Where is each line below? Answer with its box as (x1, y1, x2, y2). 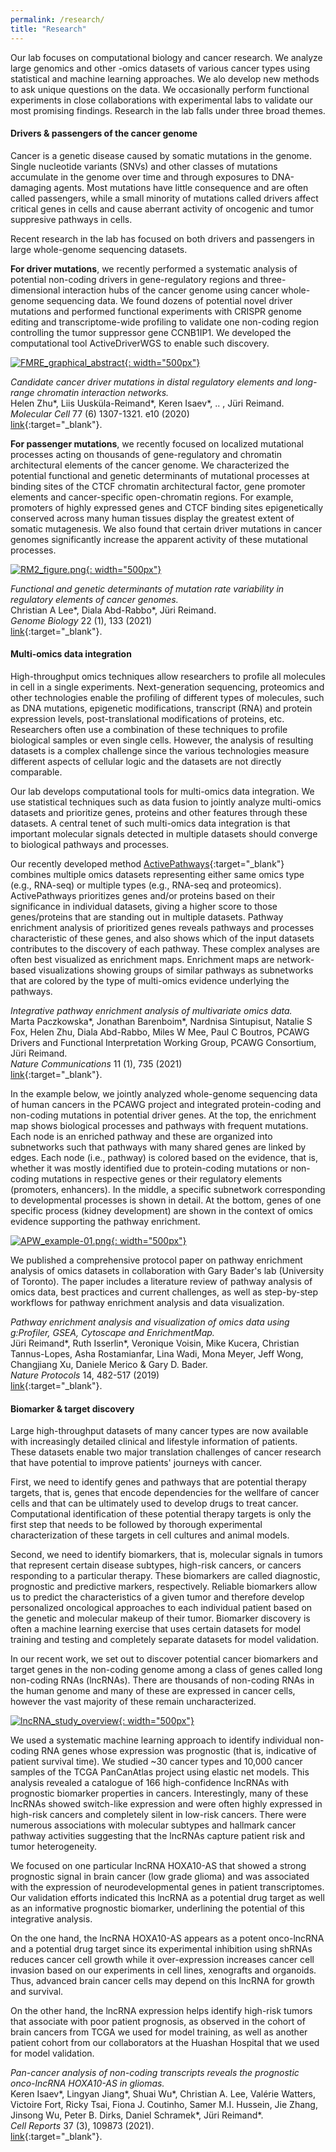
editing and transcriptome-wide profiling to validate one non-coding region (10, 316, 319, 328)
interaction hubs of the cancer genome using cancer (62, 284, 280, 296)
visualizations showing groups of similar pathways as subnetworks (38, 964, 314, 976)
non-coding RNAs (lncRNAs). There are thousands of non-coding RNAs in (10, 1674, 315, 1686)
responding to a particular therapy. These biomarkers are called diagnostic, (10, 1570, 321, 1582)
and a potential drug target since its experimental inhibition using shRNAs (10, 1943, 313, 1955)
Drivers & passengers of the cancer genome (10, 127, 198, 140)
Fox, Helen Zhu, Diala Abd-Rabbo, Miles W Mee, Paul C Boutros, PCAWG (10, 1026, 310, 1038)
